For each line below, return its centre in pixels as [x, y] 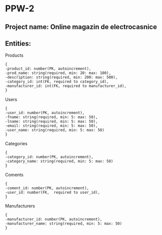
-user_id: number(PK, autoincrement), [45, 113]
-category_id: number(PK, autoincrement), [49, 157]
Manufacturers [20, 206]
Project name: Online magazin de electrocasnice [81, 27]
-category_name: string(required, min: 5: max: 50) [59, 161]
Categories [16, 144]
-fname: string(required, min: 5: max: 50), [51, 117]
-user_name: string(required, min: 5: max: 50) [55, 130]
